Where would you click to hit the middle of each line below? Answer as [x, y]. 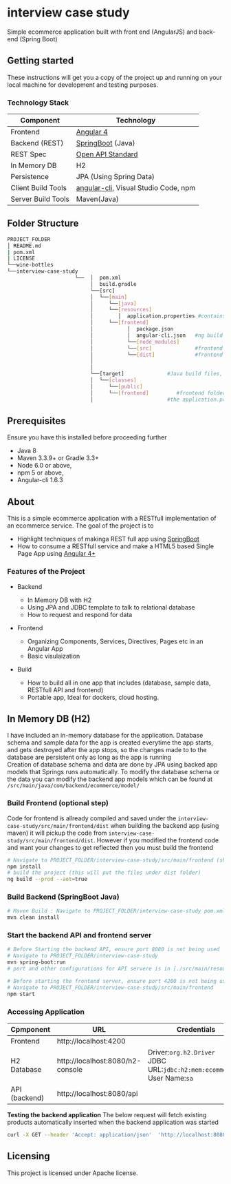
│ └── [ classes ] [113, 380]
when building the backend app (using [165, 825]
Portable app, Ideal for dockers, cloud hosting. [93, 697]
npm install [24, 866]
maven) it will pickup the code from [57, 833]
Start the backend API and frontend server [79, 935]
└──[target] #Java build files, [157, 374]
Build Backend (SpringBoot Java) [63, 897]
